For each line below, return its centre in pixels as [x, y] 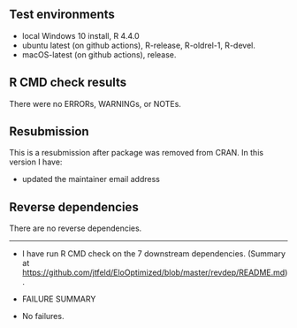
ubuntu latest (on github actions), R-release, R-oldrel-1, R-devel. [139, 45]
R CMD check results [68, 83]
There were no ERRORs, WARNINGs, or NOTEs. [95, 103]
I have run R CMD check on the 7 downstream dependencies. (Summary [153, 254]
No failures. [43, 317]
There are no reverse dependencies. [76, 228]
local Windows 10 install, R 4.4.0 [80, 35]
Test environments [62, 15]
